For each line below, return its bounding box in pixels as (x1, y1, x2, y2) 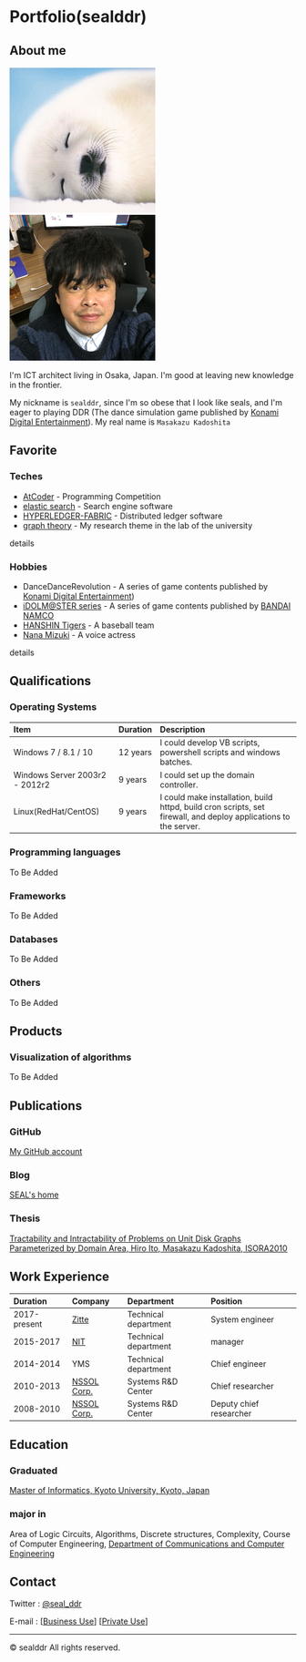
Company (71, 1296, 110, 1307)
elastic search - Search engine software (22, 500, 173, 511)
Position (210, 1296, 243, 1307)
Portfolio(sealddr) (9, 6, 148, 27)
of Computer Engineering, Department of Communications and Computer (9, 1538, 285, 1549)
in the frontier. (9, 380, 63, 390)
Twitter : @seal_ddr (9, 1598, 82, 1609)
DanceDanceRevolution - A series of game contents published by (22, 580, 269, 591)
